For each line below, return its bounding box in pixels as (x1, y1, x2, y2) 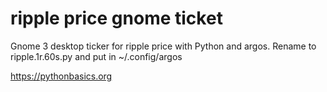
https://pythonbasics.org (10, 70, 113, 82)
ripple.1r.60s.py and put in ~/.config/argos (10, 50, 183, 62)
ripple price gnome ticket (10, 7, 223, 30)
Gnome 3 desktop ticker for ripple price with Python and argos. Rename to (10, 40, 317, 52)
